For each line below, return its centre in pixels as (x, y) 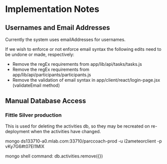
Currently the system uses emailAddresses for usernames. (65, 39)
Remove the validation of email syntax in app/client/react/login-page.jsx (86, 80)
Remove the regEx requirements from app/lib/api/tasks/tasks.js (77, 64)
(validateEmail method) (36, 85)
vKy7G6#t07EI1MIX (25, 146)
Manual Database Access (46, 101)
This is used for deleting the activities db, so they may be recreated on (78, 126)
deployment (17, 131)
